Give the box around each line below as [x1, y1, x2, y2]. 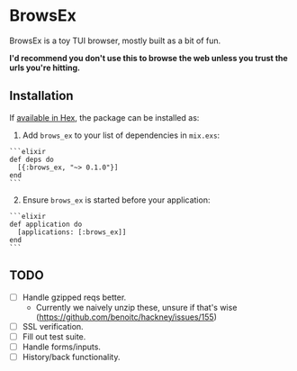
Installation [9, 88, 74, 104]
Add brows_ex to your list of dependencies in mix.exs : [22, 130, 220, 140]
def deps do [9, 155, 54, 164]
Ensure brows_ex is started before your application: [22, 195, 211, 205]
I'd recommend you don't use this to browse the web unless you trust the [9, 52, 288, 63]
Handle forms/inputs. [22, 341, 102, 352]
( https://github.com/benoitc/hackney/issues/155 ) [35, 312, 218, 322]
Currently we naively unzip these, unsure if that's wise [35, 302, 238, 312]
